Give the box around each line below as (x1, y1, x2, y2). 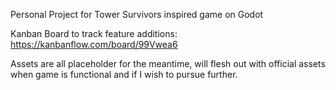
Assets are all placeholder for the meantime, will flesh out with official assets (10, 58, 326, 69)
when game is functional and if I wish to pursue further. (10, 69, 238, 80)
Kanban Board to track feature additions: (10, 28, 178, 39)
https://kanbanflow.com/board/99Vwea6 (10, 39, 178, 50)
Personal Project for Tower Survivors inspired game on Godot (10, 9, 264, 20)
